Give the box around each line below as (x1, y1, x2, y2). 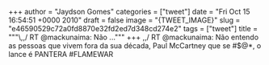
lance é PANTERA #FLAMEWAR (8, 50, 114, 59)
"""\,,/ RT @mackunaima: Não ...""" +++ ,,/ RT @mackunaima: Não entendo (8, 32, 259, 42)
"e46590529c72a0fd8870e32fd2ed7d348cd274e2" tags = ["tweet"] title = (8, 24, 258, 33)
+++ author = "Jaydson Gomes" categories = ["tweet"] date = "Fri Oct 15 (8, 7, 250, 16)
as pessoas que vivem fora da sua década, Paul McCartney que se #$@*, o (8, 41, 262, 51)
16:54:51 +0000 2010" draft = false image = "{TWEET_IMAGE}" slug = (8, 15, 241, 25)
